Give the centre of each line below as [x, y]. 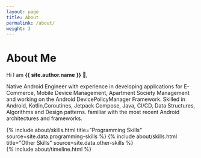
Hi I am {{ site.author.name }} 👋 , [47, 75]
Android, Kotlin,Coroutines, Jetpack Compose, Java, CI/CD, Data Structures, [101, 106]
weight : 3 [19, 29]
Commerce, [21, 93]
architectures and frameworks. [44, 118]
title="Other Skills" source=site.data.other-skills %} [70, 143]
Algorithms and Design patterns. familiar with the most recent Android [93, 112]
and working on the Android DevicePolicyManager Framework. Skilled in [96, 99]
